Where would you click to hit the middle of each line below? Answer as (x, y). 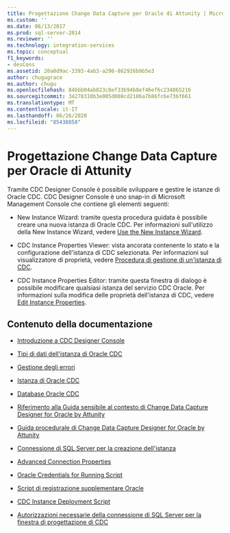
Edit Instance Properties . (52, 302)
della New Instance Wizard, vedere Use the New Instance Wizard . (110, 232)
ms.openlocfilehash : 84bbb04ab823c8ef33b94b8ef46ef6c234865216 (99, 90)
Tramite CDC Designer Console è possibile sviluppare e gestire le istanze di (114, 190)
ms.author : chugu (32, 84)
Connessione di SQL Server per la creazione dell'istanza (97, 449)
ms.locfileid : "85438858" (44, 122)
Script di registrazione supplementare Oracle (80, 488)
